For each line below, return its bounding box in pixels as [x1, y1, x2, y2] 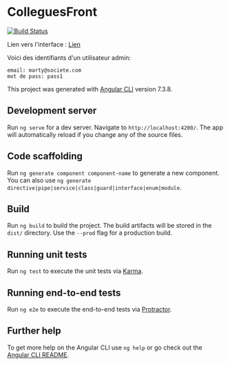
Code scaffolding [7, 151, 83, 162]
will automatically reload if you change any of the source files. [7, 130, 183, 138]
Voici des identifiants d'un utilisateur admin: [7, 53, 131, 62]
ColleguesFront [7, 4, 98, 20]
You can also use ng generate [7, 176, 92, 184]
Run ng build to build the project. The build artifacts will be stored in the [7, 222, 212, 230]
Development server [7, 105, 97, 117]
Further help [7, 325, 62, 337]
